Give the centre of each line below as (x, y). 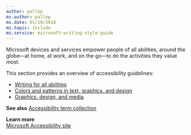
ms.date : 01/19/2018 (31, 22)
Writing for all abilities (41, 84)
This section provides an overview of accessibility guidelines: (80, 73)
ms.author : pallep (28, 17)
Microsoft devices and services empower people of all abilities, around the (96, 49)
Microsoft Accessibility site (39, 126)
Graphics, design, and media (49, 97)
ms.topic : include (28, 28)
